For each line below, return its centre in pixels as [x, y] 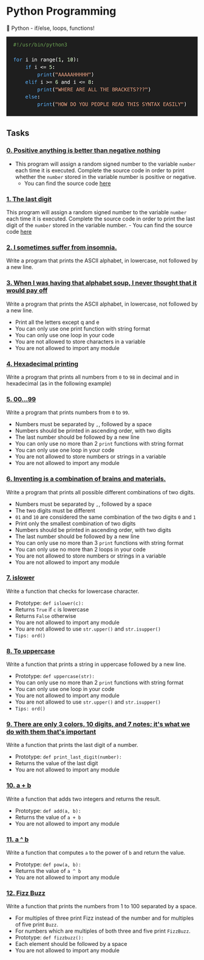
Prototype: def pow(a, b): [48, 864]
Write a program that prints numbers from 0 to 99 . [68, 413]
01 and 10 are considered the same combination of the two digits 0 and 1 [105, 517]
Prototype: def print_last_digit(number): [69, 757]
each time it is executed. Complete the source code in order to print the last [101, 219]
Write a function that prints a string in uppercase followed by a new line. [96, 664]
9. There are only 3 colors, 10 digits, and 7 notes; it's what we [98, 724]
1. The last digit [29, 199]
